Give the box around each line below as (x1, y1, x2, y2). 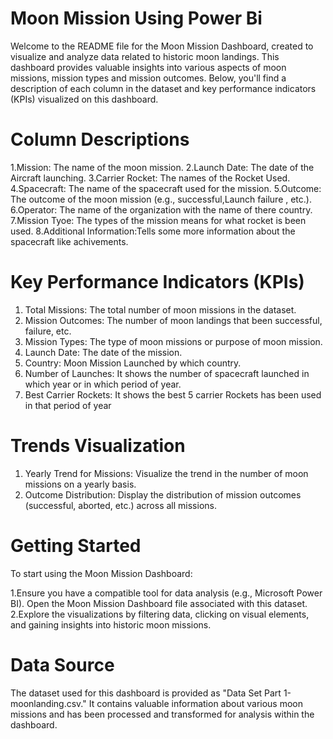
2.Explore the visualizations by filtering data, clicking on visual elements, (10, 608, 310, 620)
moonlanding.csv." (10, 697, 87, 709)
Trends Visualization (10, 435, 186, 457)
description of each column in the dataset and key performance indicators (10, 82, 317, 94)
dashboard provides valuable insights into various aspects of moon (10, 61, 287, 73)
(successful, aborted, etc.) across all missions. (24, 499, 217, 511)
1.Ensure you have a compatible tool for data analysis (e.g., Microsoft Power (10, 587, 323, 599)
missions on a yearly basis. (24, 478, 137, 490)
